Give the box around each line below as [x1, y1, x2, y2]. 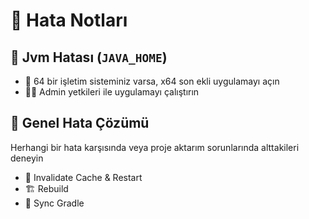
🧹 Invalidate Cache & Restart [24, 171, 143, 183]
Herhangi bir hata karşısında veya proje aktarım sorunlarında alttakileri [10, 141, 300, 153]
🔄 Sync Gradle [24, 197, 85, 209]
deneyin [10, 152, 44, 164]
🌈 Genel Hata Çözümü [10, 115, 150, 132]
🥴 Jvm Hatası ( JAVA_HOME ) [10, 49, 168, 66]
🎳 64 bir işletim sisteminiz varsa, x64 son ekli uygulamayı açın [24, 75, 280, 87]
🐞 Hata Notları [10, 9, 128, 32]
